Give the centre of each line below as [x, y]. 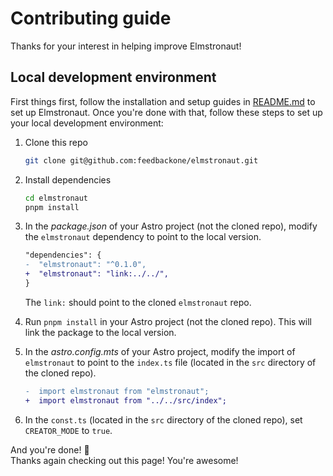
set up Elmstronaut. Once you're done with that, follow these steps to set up [166, 112]
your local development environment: [87, 123]
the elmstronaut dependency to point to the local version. [143, 237]
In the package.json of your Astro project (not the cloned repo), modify [171, 226]
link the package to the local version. [100, 332]
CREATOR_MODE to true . [68, 430]
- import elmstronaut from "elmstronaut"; [117, 391]
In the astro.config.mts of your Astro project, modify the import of [160, 351]
